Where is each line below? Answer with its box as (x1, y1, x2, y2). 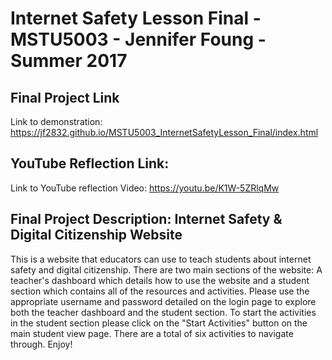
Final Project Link (10, 89, 120, 106)
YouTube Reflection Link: (10, 155, 170, 172)
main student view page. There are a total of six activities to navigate (10, 327, 294, 339)
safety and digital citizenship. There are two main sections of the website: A (10, 263, 323, 276)
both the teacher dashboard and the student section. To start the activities (10, 306, 317, 318)
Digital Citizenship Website (10, 227, 183, 244)
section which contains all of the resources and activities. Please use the (10, 285, 310, 297)
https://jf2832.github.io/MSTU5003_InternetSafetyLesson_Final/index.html (10, 127, 319, 138)
